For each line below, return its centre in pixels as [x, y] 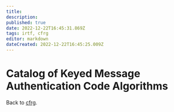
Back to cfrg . [22, 102]
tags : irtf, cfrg [27, 34]
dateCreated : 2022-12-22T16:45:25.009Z [55, 45]
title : [14, 11]
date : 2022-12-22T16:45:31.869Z [46, 28]
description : [22, 17]
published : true [26, 22]
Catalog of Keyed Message [73, 74]
